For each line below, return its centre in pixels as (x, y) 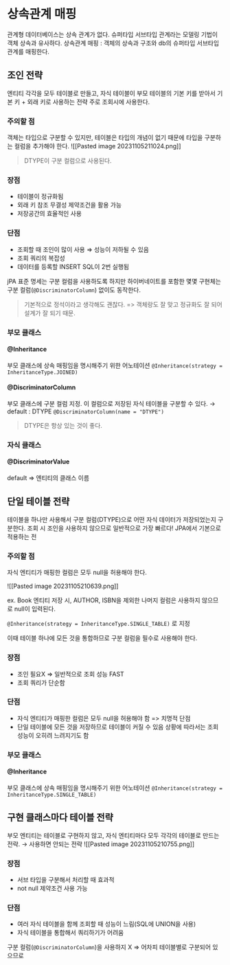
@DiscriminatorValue (38, 462)
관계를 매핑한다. (28, 52)
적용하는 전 (22, 536)
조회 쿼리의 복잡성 (41, 258)
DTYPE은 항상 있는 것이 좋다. (63, 425)
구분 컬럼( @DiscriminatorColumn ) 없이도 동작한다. (74, 290)
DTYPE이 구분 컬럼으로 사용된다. (68, 161)
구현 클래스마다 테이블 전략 (60, 818)
